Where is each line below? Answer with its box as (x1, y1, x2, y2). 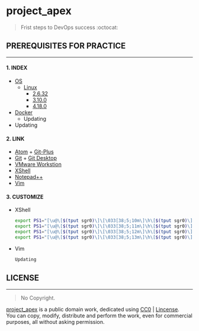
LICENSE (6, 273, 40, 283)
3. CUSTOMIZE (6, 193, 44, 200)
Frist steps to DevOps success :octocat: (20, 24, 118, 31)
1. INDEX (6, 64, 28, 72)
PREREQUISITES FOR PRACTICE (6, 41, 126, 51)
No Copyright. (20, 294, 55, 301)
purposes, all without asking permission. (6, 318, 105, 325)
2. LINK (6, 135, 25, 142)
